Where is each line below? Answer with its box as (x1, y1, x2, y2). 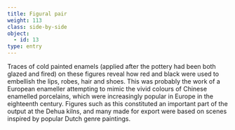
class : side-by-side (7, 23, 68, 30)
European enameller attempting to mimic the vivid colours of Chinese (7, 85, 208, 93)
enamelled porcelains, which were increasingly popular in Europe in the (7, 92, 214, 100)
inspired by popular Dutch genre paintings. (7, 115, 131, 123)
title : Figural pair (7, 10, 68, 18)
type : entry (7, 43, 42, 50)
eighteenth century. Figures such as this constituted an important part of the (7, 100, 228, 108)
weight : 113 (7, 17, 42, 24)
